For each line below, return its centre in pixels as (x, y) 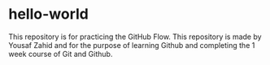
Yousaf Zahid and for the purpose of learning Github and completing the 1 (132, 45)
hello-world (49, 14)
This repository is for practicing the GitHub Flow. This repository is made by (135, 37)
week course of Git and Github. (61, 54)
